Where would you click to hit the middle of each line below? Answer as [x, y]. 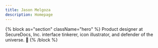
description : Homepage [29, 15]
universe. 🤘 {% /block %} [32, 40]
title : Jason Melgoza [28, 10]
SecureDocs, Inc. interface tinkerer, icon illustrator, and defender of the [79, 34]
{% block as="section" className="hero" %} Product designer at [74, 29]
